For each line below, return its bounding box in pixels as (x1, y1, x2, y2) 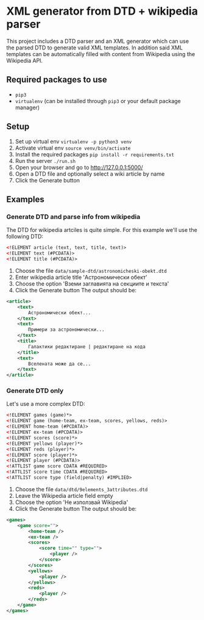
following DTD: (6, 233, 44, 240)
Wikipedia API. (6, 57, 43, 64)
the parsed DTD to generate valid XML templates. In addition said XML (6, 44, 183, 51)
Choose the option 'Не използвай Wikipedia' (15, 499, 128, 506)
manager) (15, 104, 40, 111)
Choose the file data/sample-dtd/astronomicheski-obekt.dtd (15, 267, 167, 274)
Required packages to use (6, 74, 108, 85)
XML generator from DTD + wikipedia (6, 4, 198, 18)
